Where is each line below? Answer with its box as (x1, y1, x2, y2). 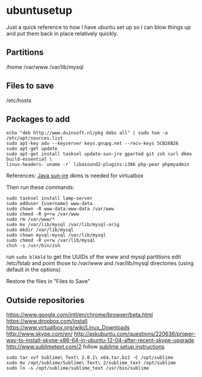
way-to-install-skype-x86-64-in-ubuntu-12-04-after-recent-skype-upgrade (6, 337, 194, 344)
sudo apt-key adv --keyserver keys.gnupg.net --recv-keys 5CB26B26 (6, 141, 179, 147)
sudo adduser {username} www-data (6, 201, 93, 207)
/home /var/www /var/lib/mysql (6, 63, 84, 70)
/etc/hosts (6, 97, 32, 104)
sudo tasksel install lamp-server (6, 195, 93, 201)
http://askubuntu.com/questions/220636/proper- (74, 330, 196, 337)
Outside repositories (6, 295, 85, 305)
